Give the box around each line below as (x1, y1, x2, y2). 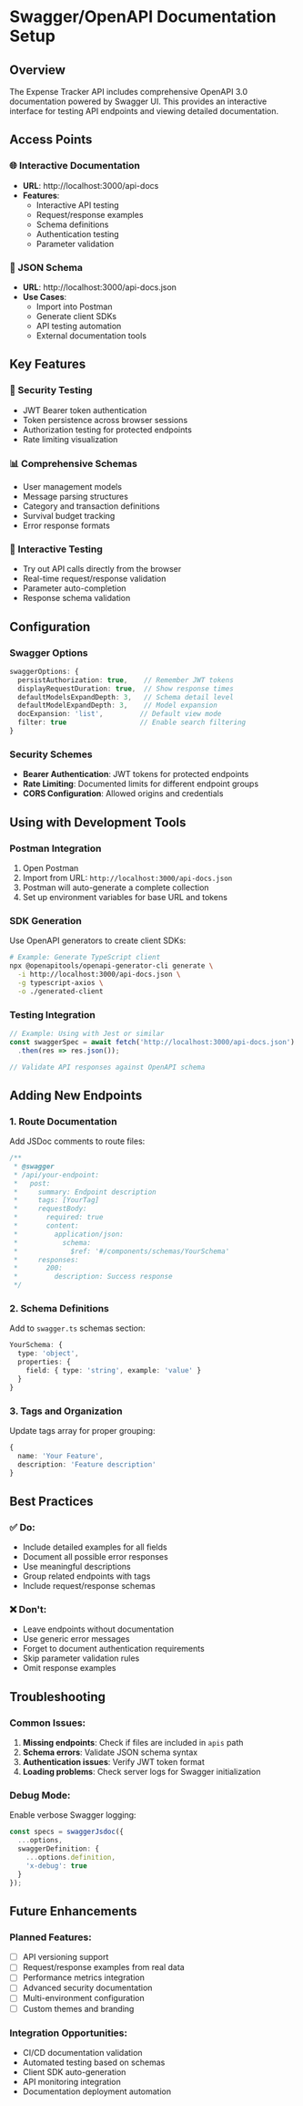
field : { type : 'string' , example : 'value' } (25, 1366, 202, 1375)
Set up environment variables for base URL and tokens (22, 891, 227, 902)
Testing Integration (9, 1008, 96, 1021)
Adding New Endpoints (9, 1087, 143, 1103)
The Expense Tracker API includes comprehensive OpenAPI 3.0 (9, 87, 248, 97)
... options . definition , (25, 1853, 116, 1862)
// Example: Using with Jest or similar (9, 1029, 166, 1038)
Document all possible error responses (22, 1551, 168, 1562)
